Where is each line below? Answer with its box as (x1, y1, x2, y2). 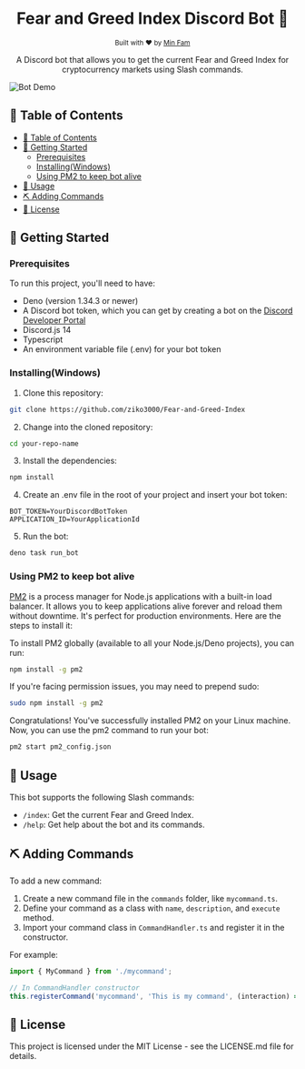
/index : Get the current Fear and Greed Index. (22, 809, 194, 820)
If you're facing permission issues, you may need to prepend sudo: (9, 681, 260, 692)
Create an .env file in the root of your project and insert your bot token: (22, 489, 288, 500)
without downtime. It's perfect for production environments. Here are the (9, 610, 281, 621)
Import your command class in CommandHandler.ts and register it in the (22, 922, 285, 933)
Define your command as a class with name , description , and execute (22, 903, 280, 913)
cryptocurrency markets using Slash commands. (62, 64, 243, 75)
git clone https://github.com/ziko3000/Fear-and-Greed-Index (9, 405, 246, 414)
